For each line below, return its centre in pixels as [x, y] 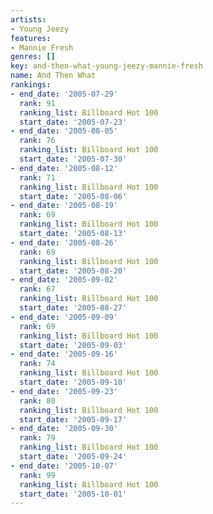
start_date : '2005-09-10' [73, 382]
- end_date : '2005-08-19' [64, 206]
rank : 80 [37, 401]
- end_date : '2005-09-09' [64, 317]
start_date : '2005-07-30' [73, 159]
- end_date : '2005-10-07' [64, 466]
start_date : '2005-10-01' [73, 494]
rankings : [31, 85]
